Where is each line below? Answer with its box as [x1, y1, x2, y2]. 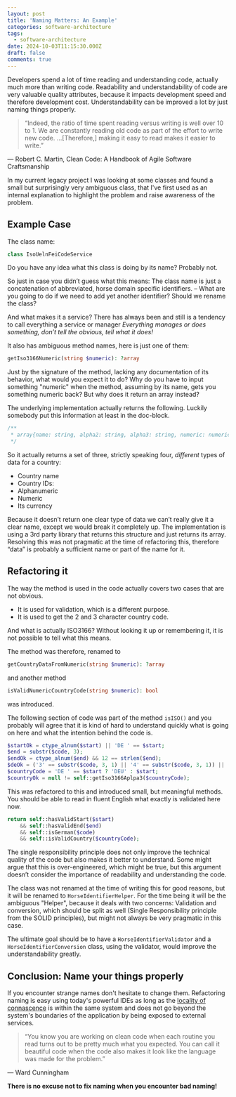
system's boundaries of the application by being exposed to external [7, 1011, 206, 1020]
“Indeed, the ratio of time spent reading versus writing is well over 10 [24, 119, 224, 127]
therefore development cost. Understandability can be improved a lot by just [7, 98, 228, 106]
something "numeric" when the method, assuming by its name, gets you [7, 383, 216, 391]
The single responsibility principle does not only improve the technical [7, 848, 211, 857]
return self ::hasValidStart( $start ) [7, 815, 114, 822]
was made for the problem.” [24, 1055, 105, 1063]
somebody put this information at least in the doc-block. [7, 412, 170, 420]
